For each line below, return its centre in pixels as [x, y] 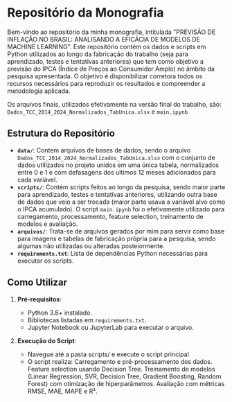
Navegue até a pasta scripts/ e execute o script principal [108, 354]
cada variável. [37, 180]
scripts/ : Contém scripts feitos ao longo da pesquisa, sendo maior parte [121, 187]
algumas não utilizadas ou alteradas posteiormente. [91, 246]
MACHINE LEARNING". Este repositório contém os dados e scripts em [107, 46]
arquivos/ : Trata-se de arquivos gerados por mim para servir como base [121, 231]
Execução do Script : [47, 340]
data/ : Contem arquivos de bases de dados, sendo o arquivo [104, 150]
